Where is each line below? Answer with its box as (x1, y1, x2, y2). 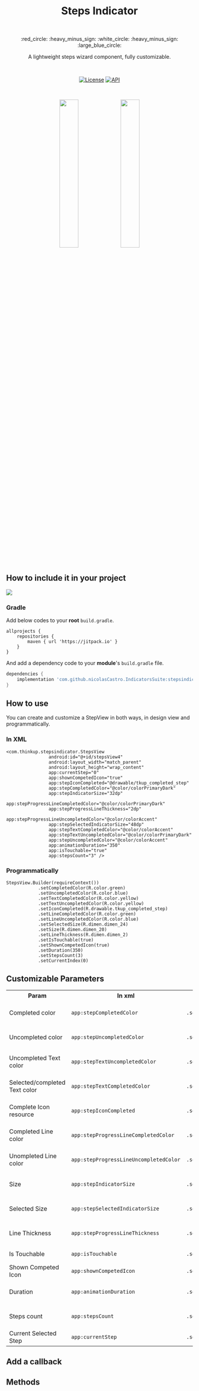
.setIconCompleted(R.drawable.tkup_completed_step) (37, 906, 168, 912)
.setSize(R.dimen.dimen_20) (37, 927, 108, 933)
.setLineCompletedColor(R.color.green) (37, 911, 136, 917)
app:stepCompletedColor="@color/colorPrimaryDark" (48, 785, 176, 791)
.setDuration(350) (37, 948, 84, 953)
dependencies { (6, 671, 44, 677)
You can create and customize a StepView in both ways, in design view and (6, 714, 190, 721)
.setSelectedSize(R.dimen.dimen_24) (37, 921, 129, 927)
